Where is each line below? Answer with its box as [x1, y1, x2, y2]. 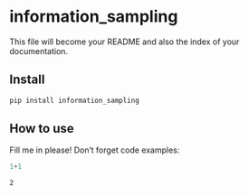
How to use [9, 121, 74, 136]
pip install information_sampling [9, 96, 140, 105]
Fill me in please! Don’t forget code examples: [9, 144, 180, 155]
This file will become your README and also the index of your [9, 36, 240, 47]
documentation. [9, 45, 69, 56]
